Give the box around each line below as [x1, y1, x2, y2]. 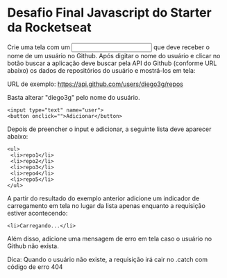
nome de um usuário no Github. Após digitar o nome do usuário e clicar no [7, 51, 221, 60]
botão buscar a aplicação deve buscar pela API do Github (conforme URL [7, 59, 217, 67]
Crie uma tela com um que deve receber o [7, 43, 210, 51]
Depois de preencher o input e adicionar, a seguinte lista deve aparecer [7, 125, 212, 133]
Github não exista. [7, 241, 59, 250]
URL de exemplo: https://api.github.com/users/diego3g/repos [7, 80, 184, 88]
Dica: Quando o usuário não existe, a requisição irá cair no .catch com [7, 255, 208, 263]
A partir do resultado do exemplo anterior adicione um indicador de [7, 194, 200, 202]
